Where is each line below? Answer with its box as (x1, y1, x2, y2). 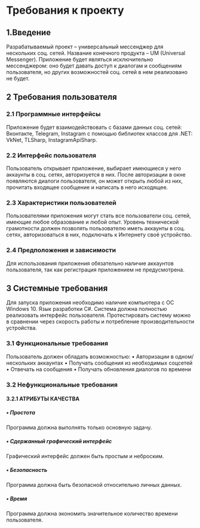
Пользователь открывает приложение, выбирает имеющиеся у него (6, 165, 181, 172)
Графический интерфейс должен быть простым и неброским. (6, 453, 164, 460)
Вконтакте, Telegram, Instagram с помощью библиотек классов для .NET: (6, 129, 193, 137)
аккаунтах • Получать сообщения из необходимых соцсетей (37, 359, 193, 366)
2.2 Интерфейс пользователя (6, 151, 97, 159)
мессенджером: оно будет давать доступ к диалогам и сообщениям (6, 62, 182, 69)
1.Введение (6, 27, 51, 38)
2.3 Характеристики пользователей (6, 198, 116, 206)
